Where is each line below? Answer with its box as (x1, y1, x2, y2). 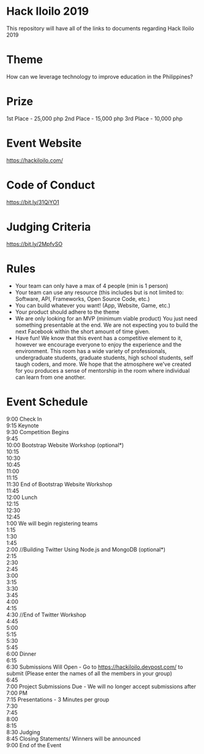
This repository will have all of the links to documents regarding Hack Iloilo (6, 25, 194, 32)
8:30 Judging (6, 728, 40, 736)
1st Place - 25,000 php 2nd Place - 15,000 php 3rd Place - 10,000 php (6, 115, 183, 122)
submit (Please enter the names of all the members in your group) (6, 669, 173, 677)
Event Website (6, 136, 82, 150)
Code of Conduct (6, 178, 95, 192)
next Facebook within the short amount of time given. (15, 327, 151, 335)
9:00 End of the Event (6, 741, 62, 748)
